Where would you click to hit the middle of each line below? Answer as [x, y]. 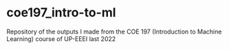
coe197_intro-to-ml [61, 13]
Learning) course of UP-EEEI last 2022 [61, 38]
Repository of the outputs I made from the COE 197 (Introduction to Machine [114, 32]
